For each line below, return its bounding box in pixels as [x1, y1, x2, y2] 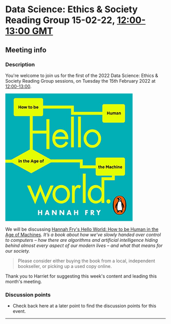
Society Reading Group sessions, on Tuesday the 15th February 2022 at [5, 78, 156, 84]
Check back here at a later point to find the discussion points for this [12, 303, 157, 309]
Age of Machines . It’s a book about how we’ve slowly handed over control [5, 231, 161, 238]
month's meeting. [5, 278, 42, 284]
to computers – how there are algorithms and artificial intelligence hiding [5, 237, 158, 243]
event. [12, 308, 26, 314]
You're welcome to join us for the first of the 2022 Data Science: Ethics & [5, 72, 159, 79]
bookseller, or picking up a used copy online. [17, 263, 112, 269]
